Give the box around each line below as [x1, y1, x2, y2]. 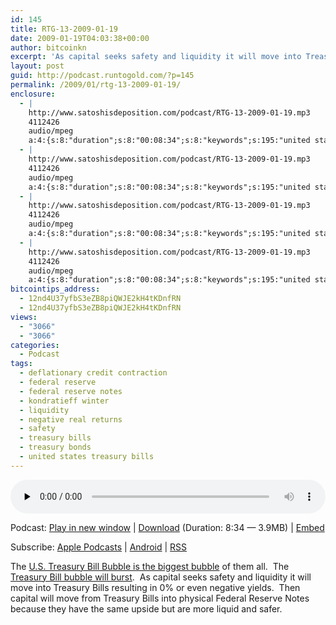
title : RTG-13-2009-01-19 [10, 24, 118, 34]
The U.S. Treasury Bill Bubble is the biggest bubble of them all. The [10, 560, 290, 572]
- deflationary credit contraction [19, 368, 168, 378]
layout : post [10, 61, 65, 71]
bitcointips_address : [10, 284, 101, 295]
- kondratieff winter [19, 396, 110, 406]
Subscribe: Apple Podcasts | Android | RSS [10, 541, 188, 553]
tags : [10, 359, 33, 369]
